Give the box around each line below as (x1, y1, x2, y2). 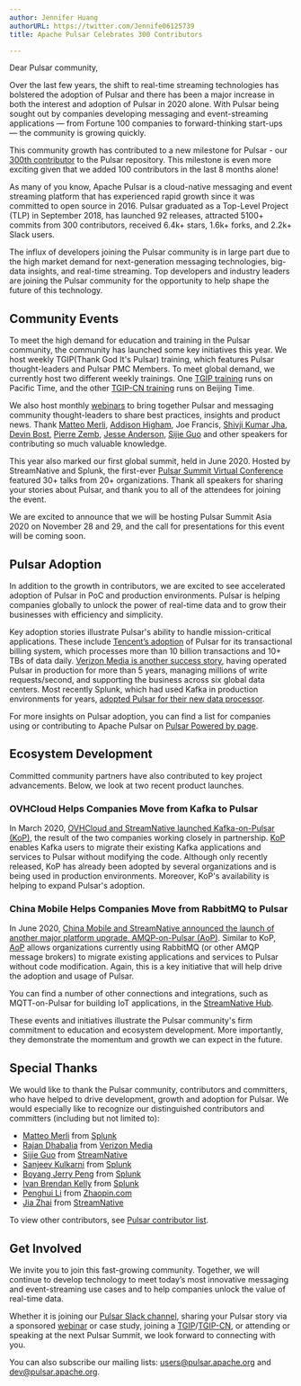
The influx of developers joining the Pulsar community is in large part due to (9, 246, 290, 257)
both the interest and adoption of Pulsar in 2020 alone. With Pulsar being (9, 99, 279, 110)
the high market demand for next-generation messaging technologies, (9, 256, 270, 267)
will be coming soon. (9, 531, 86, 541)
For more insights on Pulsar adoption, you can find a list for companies (9, 711, 271, 721)
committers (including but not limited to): (9, 1113, 160, 1124)
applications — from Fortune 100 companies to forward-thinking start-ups (9, 118, 283, 129)
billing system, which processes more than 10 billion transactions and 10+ (9, 646, 281, 657)
